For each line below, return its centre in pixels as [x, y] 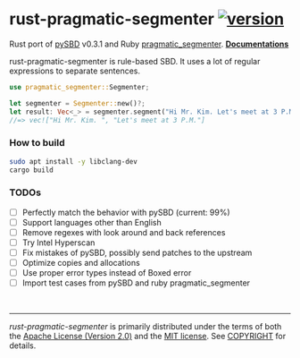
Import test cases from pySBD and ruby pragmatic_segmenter [136, 283]
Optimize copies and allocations [81, 263]
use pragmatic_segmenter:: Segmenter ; [79, 87]
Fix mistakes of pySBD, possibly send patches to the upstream [137, 253]
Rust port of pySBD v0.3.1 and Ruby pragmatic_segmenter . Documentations [149, 44]
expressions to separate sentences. [75, 71]
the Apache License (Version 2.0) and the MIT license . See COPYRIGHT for [148, 337]
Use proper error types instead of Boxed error [107, 273]
